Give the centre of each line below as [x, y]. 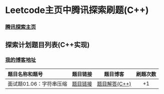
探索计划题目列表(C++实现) [47, 45]
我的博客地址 [21, 60]
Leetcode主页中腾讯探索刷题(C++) [77, 10]
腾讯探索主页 [21, 27]
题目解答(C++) [114, 84]
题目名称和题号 [25, 74]
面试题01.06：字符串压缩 [37, 84]
